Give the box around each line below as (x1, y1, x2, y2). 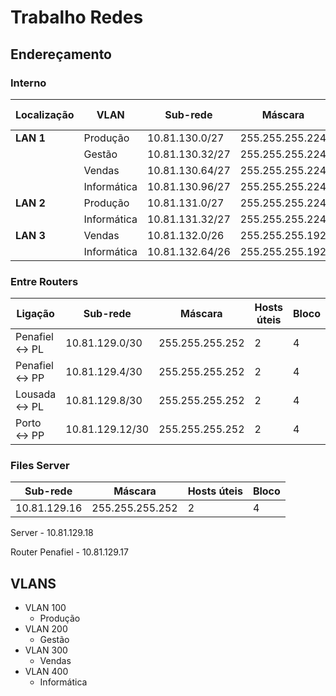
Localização (15, 107, 75, 121)
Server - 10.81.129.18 (10, 527, 94, 539)
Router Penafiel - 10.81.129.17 (10, 546, 129, 558)
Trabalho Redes (10, 6, 144, 29)
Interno (10, 76, 47, 90)
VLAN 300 (24, 644, 68, 656)
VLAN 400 (24, 666, 69, 678)
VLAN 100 (24, 602, 67, 614)
